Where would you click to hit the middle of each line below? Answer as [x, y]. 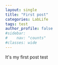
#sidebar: [16, 33]
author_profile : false [29, 29]
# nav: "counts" [26, 38]
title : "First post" [27, 15]
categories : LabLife [27, 19]
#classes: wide [21, 43]
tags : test [17, 24]
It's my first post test [27, 57]
